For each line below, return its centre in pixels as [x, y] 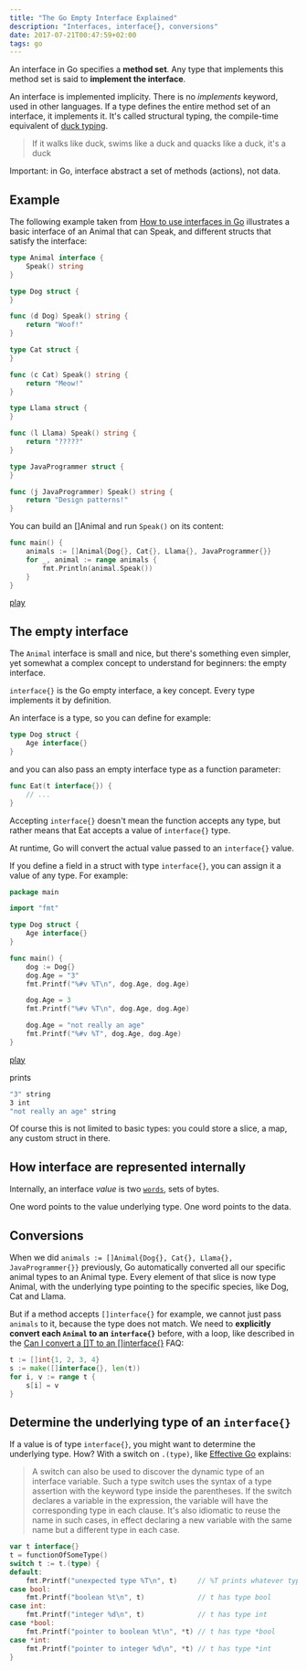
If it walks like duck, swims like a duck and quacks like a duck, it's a [159, 143]
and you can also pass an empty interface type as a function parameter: [145, 769]
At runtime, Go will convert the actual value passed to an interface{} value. [152, 848]
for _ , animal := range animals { [91, 560]
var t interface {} [44, 1547]
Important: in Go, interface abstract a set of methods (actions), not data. [145, 171]
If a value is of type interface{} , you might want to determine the [132, 1444]
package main [34, 892]
